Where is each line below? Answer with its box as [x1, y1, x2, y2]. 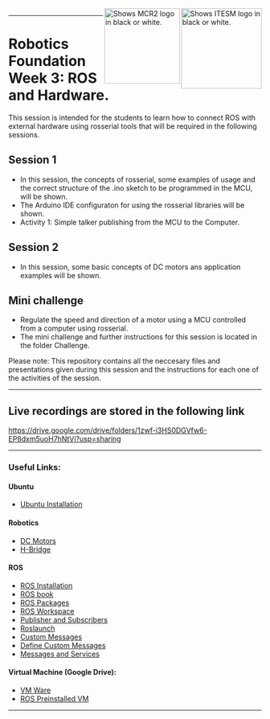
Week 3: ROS [8, 69, 98, 88]
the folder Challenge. [19, 341, 90, 351]
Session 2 [8, 240, 59, 254]
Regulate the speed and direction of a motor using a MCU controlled [19, 315, 247, 325]
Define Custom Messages [19, 640, 106, 650]
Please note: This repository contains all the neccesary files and [8, 356, 221, 366]
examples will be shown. [19, 270, 102, 280]
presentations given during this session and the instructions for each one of [8, 365, 260, 375]
